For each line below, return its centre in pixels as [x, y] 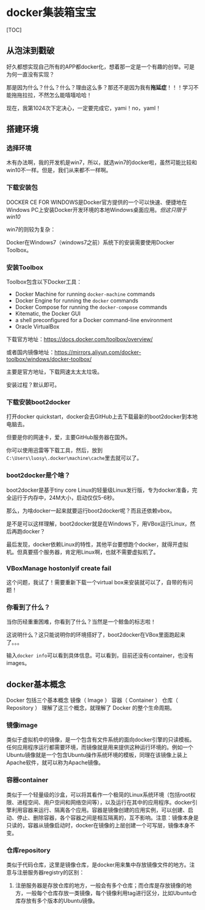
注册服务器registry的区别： [51, 872]
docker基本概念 [36, 684]
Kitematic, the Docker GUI [48, 314]
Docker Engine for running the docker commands [77, 301]
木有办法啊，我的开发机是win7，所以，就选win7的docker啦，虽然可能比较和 [102, 162]
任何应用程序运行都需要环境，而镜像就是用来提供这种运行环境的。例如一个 [100, 747]
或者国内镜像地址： [31, 352]
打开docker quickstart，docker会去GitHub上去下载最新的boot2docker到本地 [102, 416]
